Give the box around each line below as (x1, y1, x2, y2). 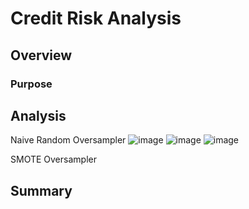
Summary (10, 182, 73, 199)
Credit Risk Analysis (10, 7, 182, 30)
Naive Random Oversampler (10, 134, 127, 146)
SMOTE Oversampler (10, 153, 97, 166)
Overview (10, 47, 73, 64)
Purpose (10, 77, 53, 91)
